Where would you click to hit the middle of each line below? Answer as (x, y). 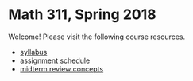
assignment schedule (55, 60)
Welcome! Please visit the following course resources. (96, 37)
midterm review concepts (62, 68)
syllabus (33, 52)
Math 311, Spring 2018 (82, 15)
